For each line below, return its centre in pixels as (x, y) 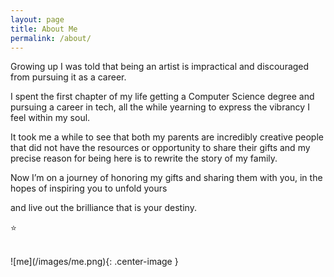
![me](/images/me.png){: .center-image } (94, 262)
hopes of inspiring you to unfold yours (89, 188)
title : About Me (44, 29)
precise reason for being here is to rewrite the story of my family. (144, 158)
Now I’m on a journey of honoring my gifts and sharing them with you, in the (166, 178)
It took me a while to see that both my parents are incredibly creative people (167, 137)
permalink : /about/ (51, 38)
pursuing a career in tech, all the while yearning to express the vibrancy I (160, 107)
